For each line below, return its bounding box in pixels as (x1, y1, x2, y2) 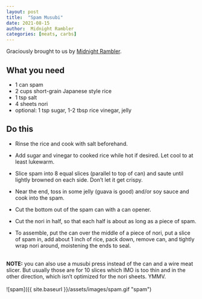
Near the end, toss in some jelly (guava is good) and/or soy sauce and (14, 188, 189, 195)
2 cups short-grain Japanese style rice (14, 87, 112, 94)
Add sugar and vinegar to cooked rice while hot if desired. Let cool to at (14, 152, 194, 159)
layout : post (6, 8, 39, 15)
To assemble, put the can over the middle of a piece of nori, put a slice (14, 229, 191, 236)
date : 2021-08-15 (6, 20, 50, 26)
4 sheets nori (14, 100, 48, 107)
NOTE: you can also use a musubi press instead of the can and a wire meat (6, 260, 194, 267)
